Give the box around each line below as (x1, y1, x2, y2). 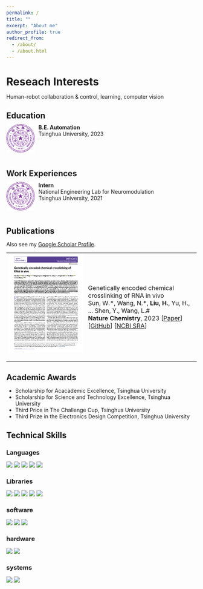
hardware (6, 535, 35, 543)
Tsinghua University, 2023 (38, 130, 104, 137)
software (6, 506, 33, 515)
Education (6, 111, 46, 121)
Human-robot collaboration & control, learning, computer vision (6, 93, 164, 100)
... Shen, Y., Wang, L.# (88, 306, 150, 315)
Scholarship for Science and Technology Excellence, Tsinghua (14, 393, 170, 401)
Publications (6, 226, 55, 236)
